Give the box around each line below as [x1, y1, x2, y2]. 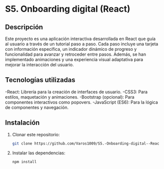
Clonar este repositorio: [12, 131, 60, 137]
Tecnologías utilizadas [5, 76, 75, 84]
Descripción [5, 23, 43, 31]
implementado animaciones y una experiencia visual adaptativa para [5, 57, 143, 62]
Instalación [5, 119, 40, 127]
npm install [12, 159, 37, 164]
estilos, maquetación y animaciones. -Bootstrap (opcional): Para [5, 94, 135, 100]
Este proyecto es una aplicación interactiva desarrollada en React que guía [5, 36, 156, 42]
